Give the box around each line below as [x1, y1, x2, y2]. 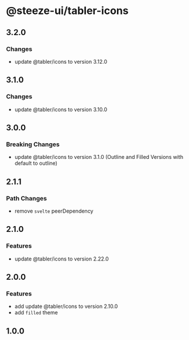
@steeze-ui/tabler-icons [6, 4, 129, 18]
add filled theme [14, 309, 59, 316]
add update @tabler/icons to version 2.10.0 [14, 303, 118, 310]
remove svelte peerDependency [14, 207, 94, 214]
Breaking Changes [6, 140, 60, 148]
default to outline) [14, 159, 57, 167]
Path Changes [6, 194, 47, 202]
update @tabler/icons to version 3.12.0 [14, 58, 108, 65]
